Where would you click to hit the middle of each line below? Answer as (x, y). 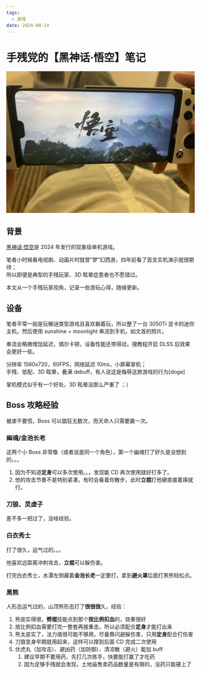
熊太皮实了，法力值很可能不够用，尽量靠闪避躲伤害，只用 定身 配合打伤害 (104, 634)
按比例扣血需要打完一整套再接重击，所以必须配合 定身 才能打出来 (93, 626)
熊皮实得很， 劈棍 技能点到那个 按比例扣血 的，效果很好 (80, 619)
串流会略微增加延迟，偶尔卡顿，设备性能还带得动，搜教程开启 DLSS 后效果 (98, 344)
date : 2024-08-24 (28, 25)
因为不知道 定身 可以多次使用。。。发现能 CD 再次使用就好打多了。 (94, 472)
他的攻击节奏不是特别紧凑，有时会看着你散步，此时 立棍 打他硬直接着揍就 (104, 480)
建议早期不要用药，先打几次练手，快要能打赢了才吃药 (89, 656)
